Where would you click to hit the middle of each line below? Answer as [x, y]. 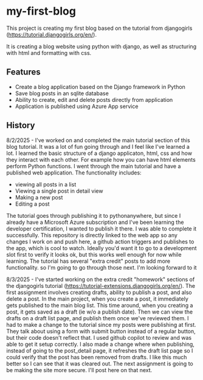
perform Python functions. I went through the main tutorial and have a [94, 166]
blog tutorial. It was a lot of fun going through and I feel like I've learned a [98, 146]
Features [23, 72]
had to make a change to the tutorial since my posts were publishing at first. [101, 324]
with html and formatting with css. [49, 52]
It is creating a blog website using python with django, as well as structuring [101, 46]
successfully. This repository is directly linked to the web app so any [92, 235]
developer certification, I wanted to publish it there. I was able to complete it [101, 228]
